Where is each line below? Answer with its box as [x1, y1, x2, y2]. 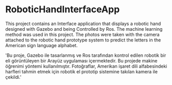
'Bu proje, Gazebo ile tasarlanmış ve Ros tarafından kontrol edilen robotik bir [5, 52, 166, 58]
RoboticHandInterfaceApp [5, 4, 120, 15]
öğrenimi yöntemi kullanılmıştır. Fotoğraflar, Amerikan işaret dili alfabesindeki [5, 63, 167, 69]
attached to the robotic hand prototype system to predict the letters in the [5, 37, 161, 43]
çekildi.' [5, 74, 22, 80]
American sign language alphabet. [5, 42, 78, 48]
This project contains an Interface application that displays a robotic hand [5, 20, 161, 27]
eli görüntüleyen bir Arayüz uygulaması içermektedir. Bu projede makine [5, 57, 158, 63]
